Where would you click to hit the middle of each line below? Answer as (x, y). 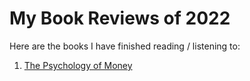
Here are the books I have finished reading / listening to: (125, 46)
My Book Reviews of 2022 (120, 18)
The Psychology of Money (78, 65)
